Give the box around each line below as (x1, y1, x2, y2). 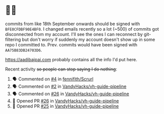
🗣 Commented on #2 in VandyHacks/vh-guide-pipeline (12, 83, 127, 89)
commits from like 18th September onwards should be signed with (5, 21, 140, 27)
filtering (5, 37, 21, 42)
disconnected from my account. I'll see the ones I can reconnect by (5, 31, 143, 37)
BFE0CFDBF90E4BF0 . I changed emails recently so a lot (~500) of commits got (5, 26, 160, 32)
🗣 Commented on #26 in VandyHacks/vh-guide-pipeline (12, 91, 129, 97)
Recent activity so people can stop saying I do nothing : (5, 66, 117, 72)
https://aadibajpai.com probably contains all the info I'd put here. (5, 56, 137, 62)
